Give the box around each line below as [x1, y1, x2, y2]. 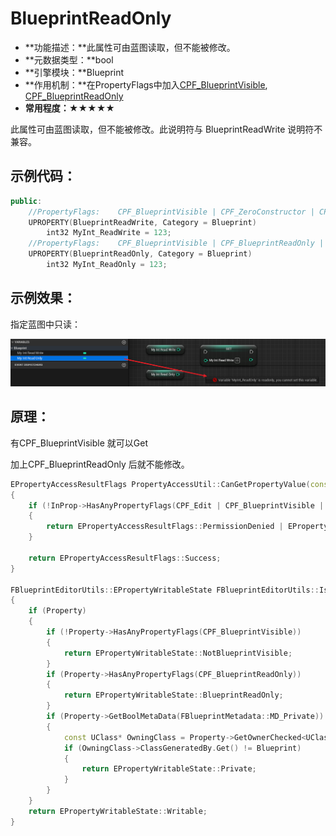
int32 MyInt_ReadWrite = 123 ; [46, 228, 172, 238]
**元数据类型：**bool [24, 53, 114, 66]
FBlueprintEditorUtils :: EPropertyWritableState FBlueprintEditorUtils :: [10, 585, 320, 595]
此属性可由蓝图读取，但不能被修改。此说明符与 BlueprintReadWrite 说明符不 [10, 123, 323, 135]
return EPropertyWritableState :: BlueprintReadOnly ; [63, 690, 284, 701]
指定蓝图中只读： [10, 318, 81, 330]
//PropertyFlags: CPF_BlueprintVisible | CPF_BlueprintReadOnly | [28, 238, 325, 249]
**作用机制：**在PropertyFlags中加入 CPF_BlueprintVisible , [24, 78, 268, 91]
